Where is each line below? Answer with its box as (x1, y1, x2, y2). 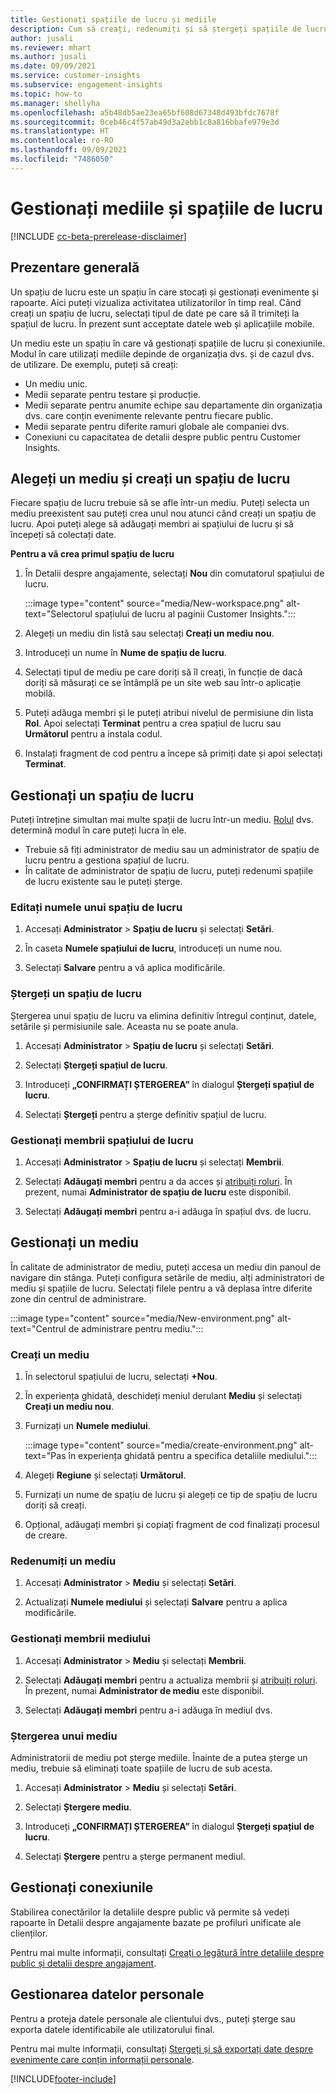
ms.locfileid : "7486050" (10, 154, 114, 164)
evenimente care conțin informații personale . (10, 2053, 195, 2065)
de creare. (24, 1529, 68, 1541)
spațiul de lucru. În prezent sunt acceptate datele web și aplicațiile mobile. (10, 317, 315, 330)
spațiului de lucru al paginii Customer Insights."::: (94, 608, 296, 620)
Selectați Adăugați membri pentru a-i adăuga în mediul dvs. (24, 1704, 273, 1716)
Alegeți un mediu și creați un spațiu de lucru (10, 470, 291, 487)
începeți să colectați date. (10, 529, 117, 541)
